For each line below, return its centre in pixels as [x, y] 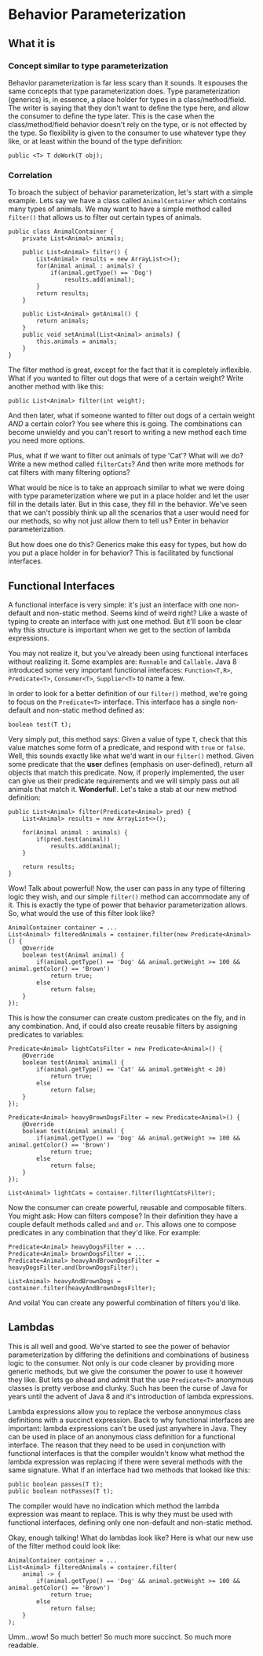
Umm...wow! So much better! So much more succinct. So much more [120, 1636]
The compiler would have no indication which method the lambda [114, 1505]
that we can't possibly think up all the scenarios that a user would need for [129, 512]
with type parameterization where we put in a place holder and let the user [129, 496]
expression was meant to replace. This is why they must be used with [121, 1514]
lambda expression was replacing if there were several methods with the [126, 1461]
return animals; [63, 321]
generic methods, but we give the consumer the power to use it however [126, 1371]
